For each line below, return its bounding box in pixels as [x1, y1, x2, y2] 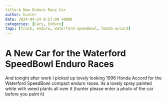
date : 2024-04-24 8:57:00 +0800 [5, 17, 72, 22]
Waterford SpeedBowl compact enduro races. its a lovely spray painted [5, 80, 152, 86]
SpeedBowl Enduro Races [5, 58, 114, 70]
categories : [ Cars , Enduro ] [5, 21, 64, 27]
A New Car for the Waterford [5, 48, 126, 59]
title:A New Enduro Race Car [5, 7, 66, 13]
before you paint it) [5, 91, 45, 97]
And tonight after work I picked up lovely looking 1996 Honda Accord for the [5, 75, 162, 81]
